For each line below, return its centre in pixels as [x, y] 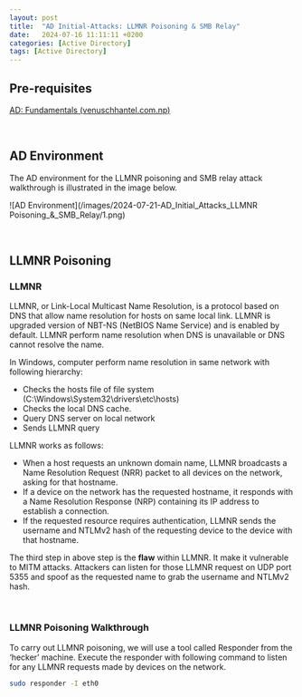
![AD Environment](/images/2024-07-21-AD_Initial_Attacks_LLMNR [133, 205]
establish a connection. [66, 511]
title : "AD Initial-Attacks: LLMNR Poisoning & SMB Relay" [125, 26]
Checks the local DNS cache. [77, 409]
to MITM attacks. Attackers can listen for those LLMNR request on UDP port [151, 567]
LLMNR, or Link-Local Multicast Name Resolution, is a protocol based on [144, 306]
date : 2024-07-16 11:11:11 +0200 [76, 34]
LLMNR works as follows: [57, 446]
